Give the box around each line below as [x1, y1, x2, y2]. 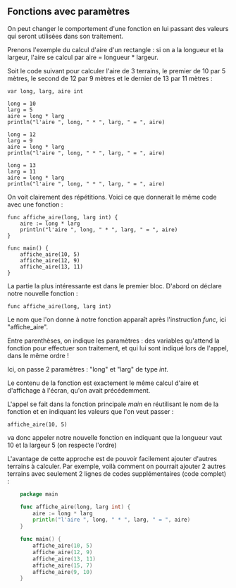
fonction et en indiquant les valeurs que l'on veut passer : [7, 407, 174, 415]
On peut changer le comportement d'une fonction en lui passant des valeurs [7, 24, 229, 32]
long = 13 [7, 161, 37, 169]
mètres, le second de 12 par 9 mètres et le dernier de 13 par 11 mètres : [7, 74, 213, 82]
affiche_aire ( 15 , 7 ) [32, 562, 93, 569]
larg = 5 [7, 106, 33, 114]
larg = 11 [7, 168, 37, 175]
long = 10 [7, 100, 37, 107]
